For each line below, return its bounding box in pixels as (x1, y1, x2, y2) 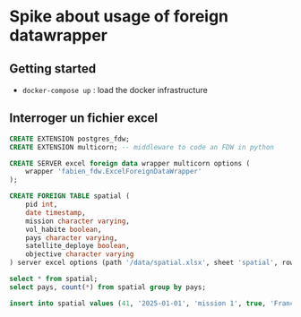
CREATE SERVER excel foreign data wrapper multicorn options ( (9, 158, 251, 167)
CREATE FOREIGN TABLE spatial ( (9, 192, 130, 201)
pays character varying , (25, 233, 118, 243)
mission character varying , (25, 217, 130, 226)
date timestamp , (25, 208, 87, 217)
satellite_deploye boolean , (25, 242, 130, 251)
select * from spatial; (9, 275, 99, 284)
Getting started (9, 61, 97, 76)
